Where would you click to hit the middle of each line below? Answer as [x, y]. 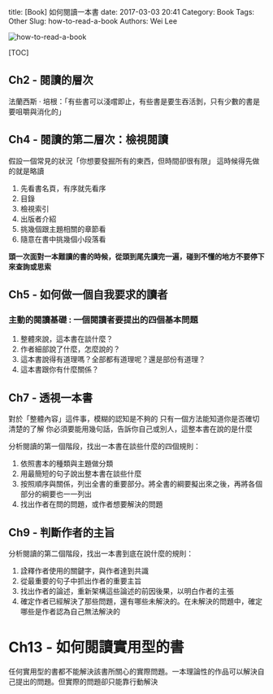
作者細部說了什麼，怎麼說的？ [70, 349]
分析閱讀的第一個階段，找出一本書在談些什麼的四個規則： [104, 447]
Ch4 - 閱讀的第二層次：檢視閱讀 [89, 140]
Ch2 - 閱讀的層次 [51, 80]
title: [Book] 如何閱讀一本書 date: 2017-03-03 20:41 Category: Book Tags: [131, 12]
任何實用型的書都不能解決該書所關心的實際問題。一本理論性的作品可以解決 [133, 671]
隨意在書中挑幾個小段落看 [63, 239]
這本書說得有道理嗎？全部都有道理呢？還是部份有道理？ [113, 360]
